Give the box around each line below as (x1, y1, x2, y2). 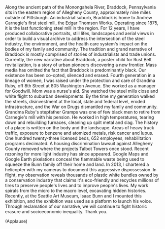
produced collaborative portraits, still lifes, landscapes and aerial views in (5, 31, 154, 36)
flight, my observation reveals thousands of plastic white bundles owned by (5, 172, 159, 178)
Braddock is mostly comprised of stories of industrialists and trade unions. (5, 51, 156, 57)
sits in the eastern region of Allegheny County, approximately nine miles (5, 9, 151, 15)
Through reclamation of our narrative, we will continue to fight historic (5, 203, 147, 209)
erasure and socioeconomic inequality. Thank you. (5, 209, 107, 214)
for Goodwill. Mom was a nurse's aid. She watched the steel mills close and (5, 88, 159, 94)
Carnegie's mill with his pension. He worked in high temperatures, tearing (5, 114, 154, 120)
